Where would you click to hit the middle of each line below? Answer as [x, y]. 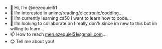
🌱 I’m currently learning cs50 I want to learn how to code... [70, 18]
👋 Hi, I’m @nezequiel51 [34, 8]
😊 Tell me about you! [32, 41]
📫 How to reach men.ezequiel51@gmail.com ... [58, 34]
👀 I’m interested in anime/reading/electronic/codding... [66, 13]
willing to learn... [27, 29]
